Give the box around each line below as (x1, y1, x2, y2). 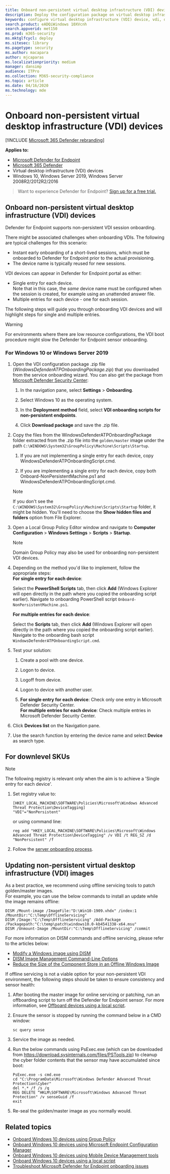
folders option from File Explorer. (12, 514, 82, 520)
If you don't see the (12, 498, 54, 504)
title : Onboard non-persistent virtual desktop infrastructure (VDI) (5, 7, 155, 13)
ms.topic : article (5, 78, 44, 83)
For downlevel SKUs (5, 752, 70, 761)
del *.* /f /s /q (12, 1086, 50, 1091)
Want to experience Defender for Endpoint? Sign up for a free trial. (17, 189, 156, 195)
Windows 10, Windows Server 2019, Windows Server (12, 173, 123, 179)
